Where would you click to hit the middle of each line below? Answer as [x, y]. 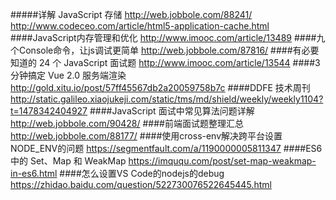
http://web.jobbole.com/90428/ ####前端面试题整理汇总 [127, 123]
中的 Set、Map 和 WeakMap [68, 161]
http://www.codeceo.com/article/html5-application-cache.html [140, 26]
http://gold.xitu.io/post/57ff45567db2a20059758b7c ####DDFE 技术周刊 [160, 87]
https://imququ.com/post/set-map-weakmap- [222, 161]
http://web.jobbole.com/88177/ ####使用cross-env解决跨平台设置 [146, 136]
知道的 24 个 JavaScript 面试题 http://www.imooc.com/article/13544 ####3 [165, 62]
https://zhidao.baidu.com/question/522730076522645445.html [141, 184]
